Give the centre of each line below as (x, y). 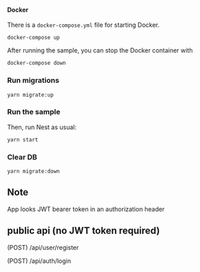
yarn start (23, 139)
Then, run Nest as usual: (42, 127)
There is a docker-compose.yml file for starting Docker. (83, 25)
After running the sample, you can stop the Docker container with (100, 50)
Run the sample (34, 112)
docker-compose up (33, 38)
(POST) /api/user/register (43, 247)
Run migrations (33, 81)
